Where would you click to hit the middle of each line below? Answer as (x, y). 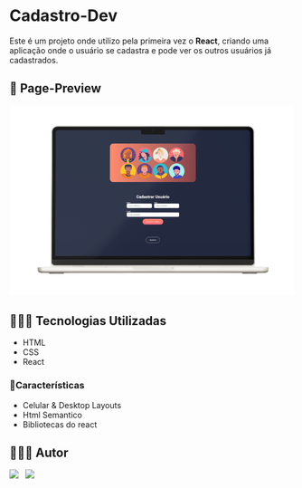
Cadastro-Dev (63, 16)
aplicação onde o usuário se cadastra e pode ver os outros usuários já (141, 50)
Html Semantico (52, 415)
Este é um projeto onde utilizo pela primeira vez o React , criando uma (139, 41)
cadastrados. (34, 60)
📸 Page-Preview (56, 88)
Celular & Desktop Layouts (72, 405)
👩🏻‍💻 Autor (39, 452)
